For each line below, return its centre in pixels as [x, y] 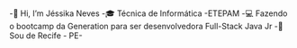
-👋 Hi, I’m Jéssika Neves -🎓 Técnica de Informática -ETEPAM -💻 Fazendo [148, 13]
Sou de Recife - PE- [46, 36]
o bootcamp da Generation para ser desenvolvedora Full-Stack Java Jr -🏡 [146, 26]
